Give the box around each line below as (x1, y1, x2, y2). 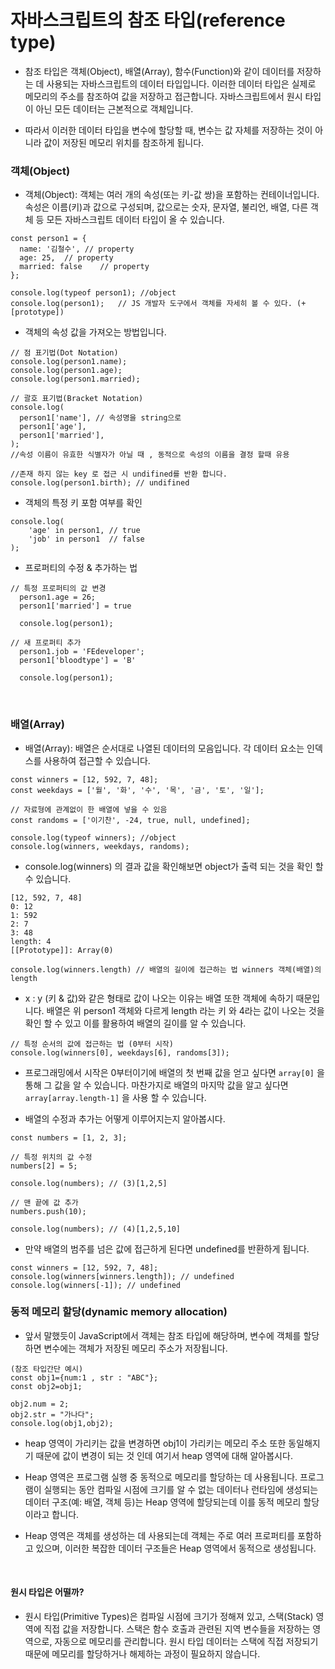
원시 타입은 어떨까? (10, 1586, 85, 1598)
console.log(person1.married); (10, 374, 141, 385)
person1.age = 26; (19, 592, 97, 603)
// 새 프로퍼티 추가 (10, 638, 82, 648)
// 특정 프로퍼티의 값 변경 (10, 584, 107, 594)
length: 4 (10, 936, 52, 946)
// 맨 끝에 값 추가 (10, 1197, 79, 1208)
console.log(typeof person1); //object (10, 288, 177, 298)
